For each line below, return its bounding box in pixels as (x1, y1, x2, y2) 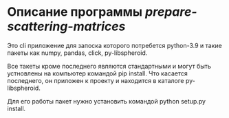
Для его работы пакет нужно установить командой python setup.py (7, 97, 206, 105)
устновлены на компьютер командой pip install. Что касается (7, 69, 188, 78)
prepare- (145, 4, 197, 20)
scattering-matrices (7, 19, 126, 34)
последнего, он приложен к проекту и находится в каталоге (7, 76, 184, 84)
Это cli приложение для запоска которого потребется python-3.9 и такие (7, 41, 222, 49)
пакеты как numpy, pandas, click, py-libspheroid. (7, 49, 148, 57)
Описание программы (7, 4, 143, 20)
